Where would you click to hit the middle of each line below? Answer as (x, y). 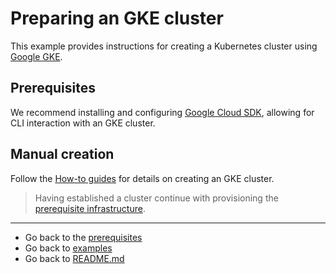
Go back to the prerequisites (83, 237)
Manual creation (62, 154)
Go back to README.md (74, 258)
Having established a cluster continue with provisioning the (156, 198)
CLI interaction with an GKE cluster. (83, 123)
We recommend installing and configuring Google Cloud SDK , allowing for (162, 112)
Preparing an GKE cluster (117, 18)
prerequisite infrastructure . (90, 208)
